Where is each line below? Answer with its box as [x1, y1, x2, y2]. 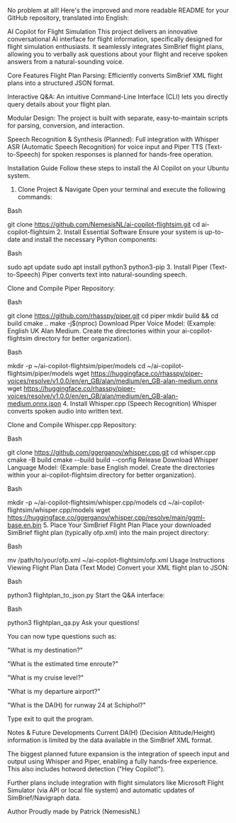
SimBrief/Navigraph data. [7, 794, 82, 802]
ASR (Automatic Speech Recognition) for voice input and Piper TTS [7, 143, 203, 151]
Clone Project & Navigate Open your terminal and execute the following [17, 185, 225, 194]
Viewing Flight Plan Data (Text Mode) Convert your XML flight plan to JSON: [7, 563, 230, 572]
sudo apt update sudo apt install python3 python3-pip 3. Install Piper [7, 263, 208, 271]
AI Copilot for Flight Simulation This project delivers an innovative [7, 28, 198, 35]
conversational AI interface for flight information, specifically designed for [7, 35, 223, 43]
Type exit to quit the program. [7, 714, 94, 723]
